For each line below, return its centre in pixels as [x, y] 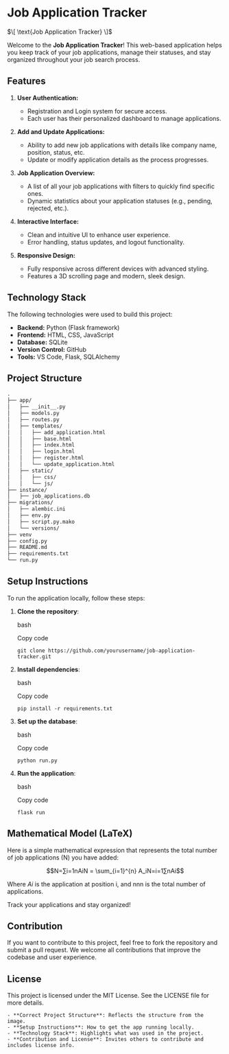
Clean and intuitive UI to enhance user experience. [99, 234]
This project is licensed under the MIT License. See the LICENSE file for [108, 996]
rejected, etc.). [48, 208]
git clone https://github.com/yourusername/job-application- [106, 651]
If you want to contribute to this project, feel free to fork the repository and [112, 943]
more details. [26, 1003]
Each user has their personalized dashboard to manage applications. [124, 118]
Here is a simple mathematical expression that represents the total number [112, 850]
